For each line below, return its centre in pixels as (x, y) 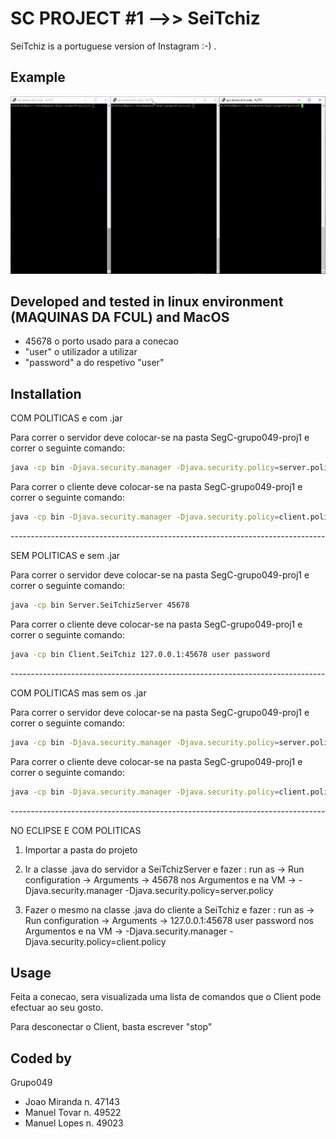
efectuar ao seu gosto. (57, 1008)
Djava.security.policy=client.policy (95, 941)
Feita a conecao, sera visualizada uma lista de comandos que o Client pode (166, 997)
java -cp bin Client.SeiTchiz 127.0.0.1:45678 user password (140, 654)
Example (38, 77)
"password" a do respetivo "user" (94, 363)
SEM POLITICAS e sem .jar (65, 556)
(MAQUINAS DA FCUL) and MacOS (120, 317)
